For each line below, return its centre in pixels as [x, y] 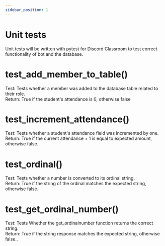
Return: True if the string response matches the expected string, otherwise [82, 234]
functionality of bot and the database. [44, 54]
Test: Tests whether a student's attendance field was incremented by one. [82, 133]
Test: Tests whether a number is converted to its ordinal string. [70, 178]
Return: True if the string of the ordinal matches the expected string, [76, 184]
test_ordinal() [34, 164]
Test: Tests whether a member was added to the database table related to [82, 88]
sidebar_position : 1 [27, 10]
